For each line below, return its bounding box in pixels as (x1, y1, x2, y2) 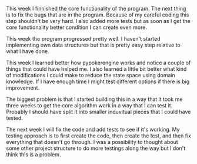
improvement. (6, 84, 40, 91)
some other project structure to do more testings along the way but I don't (6, 145, 186, 152)
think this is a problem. (6, 151, 61, 158)
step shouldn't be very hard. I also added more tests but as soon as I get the (6, 18, 191, 24)
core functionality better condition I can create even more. (6, 24, 147, 31)
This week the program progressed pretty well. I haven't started (6, 35, 161, 42)
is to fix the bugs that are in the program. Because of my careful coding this (6, 11, 189, 18)
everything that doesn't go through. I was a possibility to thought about (6, 139, 178, 145)
